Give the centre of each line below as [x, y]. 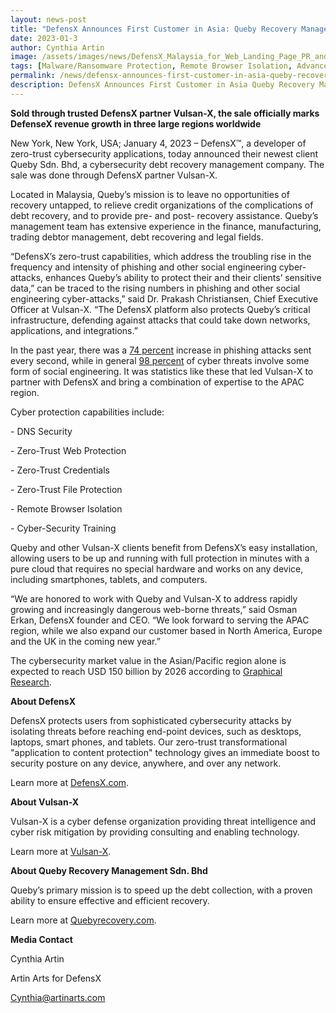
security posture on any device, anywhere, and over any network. [146, 763]
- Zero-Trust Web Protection [68, 450]
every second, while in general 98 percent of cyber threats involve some [160, 360]
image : [24, 57]
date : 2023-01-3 [44, 38]
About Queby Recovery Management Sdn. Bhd [109, 870]
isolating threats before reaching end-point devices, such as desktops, [156, 731]
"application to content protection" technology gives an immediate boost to [165, 752]
